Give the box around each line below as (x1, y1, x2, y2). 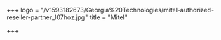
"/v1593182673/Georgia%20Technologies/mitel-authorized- (40, 6, 215, 14)
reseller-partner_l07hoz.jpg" (6, 13, 88, 21)
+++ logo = (6, 6, 39, 14)
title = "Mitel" (89, 13, 128, 21)
